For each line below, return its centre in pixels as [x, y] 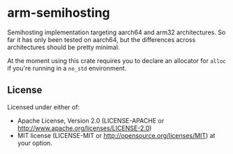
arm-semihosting [59, 13]
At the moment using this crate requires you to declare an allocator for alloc [117, 60]
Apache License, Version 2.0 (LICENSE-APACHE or [91, 120]
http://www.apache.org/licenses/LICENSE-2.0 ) [84, 128]
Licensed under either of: [44, 107]
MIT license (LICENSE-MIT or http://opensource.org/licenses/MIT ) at [116, 135]
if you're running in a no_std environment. [67, 68]
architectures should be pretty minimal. [63, 47]
